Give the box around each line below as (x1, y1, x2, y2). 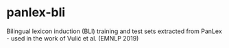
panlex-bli (6, 5, 66, 20)
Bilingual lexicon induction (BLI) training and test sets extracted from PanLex (6, 27, 222, 35)
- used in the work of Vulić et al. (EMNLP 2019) (6, 34, 139, 42)
